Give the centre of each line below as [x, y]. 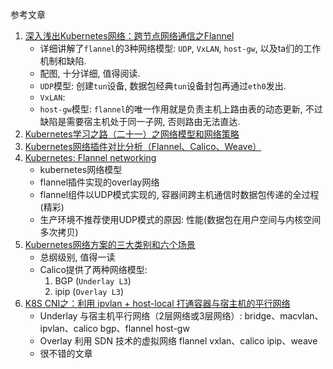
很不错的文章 [66, 353]
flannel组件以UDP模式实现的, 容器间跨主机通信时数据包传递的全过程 [179, 194]
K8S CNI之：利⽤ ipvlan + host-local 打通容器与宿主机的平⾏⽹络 [157, 303]
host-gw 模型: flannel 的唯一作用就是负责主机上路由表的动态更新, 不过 [181, 109]
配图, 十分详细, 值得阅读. [90, 73]
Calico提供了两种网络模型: [93, 269]
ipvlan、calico [68, 328]
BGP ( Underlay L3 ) [93, 281]
